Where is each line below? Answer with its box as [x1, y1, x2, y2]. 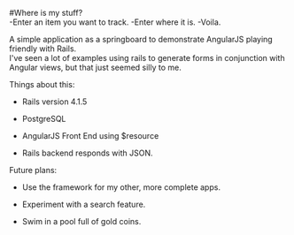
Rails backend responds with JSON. [21, 148, 153, 158]
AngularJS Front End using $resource [21, 131, 159, 140]
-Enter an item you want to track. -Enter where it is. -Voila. [9, 17, 221, 27]
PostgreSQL [21, 114, 66, 124]
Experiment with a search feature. [21, 199, 146, 209]
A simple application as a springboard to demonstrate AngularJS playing [9, 34, 273, 44]
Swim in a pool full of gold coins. [21, 216, 142, 226]
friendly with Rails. [9, 43, 77, 54]
